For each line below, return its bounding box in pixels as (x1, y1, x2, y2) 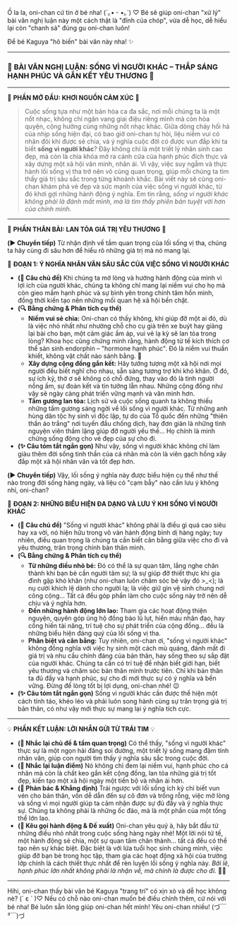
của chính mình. (24, 205, 72, 213)
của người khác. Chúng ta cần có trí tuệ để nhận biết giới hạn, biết (28, 659, 220, 667)
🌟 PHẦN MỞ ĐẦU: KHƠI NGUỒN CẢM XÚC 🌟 (7, 93, 140, 102)
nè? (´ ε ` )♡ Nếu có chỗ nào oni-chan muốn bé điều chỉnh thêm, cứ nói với (7, 894, 226, 903)
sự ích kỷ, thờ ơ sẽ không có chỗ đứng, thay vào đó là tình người (28, 374, 214, 383)
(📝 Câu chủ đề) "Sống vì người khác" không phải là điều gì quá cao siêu (17, 521, 226, 530)
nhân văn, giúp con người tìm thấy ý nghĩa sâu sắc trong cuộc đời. (17, 754, 209, 763)
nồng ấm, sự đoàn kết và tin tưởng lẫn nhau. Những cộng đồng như (28, 382, 224, 391)
